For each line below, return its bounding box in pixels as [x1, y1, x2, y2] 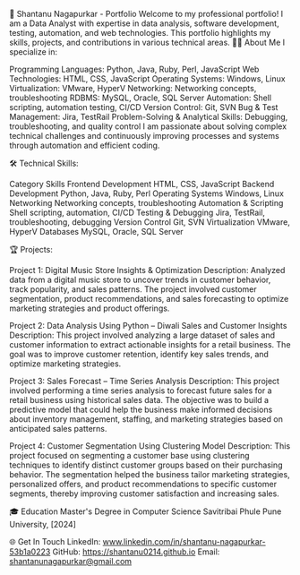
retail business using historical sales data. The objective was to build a [9, 395, 270, 405]
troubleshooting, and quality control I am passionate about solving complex [9, 121, 287, 132]
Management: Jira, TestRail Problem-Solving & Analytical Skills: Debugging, [9, 112, 288, 122]
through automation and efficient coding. [9, 140, 160, 150]
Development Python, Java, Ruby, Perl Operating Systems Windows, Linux [9, 188, 285, 199]
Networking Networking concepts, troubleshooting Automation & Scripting [9, 198, 284, 208]
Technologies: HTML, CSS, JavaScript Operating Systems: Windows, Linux [9, 73, 286, 84]
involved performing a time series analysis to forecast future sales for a [9, 385, 272, 396]
